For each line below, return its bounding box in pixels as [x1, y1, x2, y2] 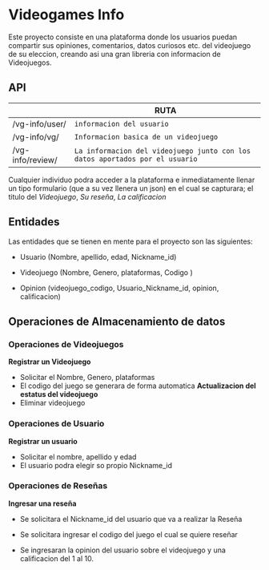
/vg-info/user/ [12, 118, 66, 129]
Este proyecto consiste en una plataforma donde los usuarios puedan [8, 32, 238, 42]
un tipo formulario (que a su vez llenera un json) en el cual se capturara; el [8, 183, 254, 193]
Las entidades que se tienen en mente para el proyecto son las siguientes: [8, 236, 254, 246]
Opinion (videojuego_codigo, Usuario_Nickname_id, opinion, [19, 283, 219, 293]
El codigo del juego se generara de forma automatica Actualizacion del [19, 381, 256, 390]
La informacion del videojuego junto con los [74, 146, 251, 156]
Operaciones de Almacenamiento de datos [8, 314, 226, 328]
